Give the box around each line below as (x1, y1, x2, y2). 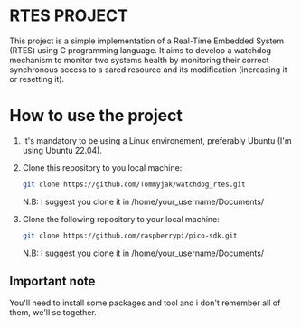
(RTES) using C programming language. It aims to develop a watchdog (9, 44, 272, 55)
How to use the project (9, 106, 183, 126)
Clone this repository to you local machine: (22, 162, 183, 173)
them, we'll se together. (9, 307, 97, 318)
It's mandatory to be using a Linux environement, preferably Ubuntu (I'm (22, 135, 292, 145)
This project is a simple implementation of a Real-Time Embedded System (9, 35, 285, 46)
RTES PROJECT (9, 5, 128, 26)
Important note (9, 274, 96, 289)
